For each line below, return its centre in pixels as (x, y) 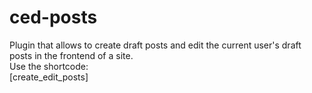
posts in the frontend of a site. (71, 55)
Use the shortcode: (49, 66)
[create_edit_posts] (49, 77)
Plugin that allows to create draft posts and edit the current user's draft (155, 45)
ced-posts (53, 17)
